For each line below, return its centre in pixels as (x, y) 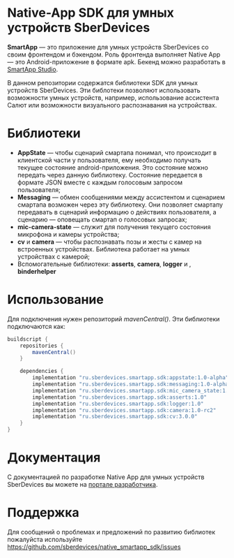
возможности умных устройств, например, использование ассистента (113, 97)
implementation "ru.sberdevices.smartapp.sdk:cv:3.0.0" (115, 417)
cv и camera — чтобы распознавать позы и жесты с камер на (109, 242)
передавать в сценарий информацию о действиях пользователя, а (117, 212)
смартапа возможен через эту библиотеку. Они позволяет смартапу (120, 205)
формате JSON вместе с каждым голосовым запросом (100, 182)
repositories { (42, 346)
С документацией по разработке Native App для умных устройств (106, 477)
